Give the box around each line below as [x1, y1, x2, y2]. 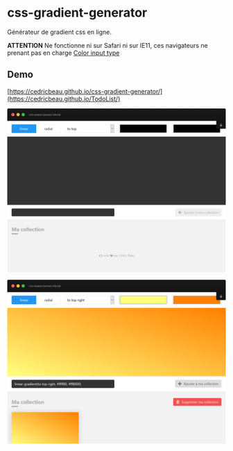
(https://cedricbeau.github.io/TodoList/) [7, 94, 121, 103]
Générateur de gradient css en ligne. [7, 28, 112, 36]
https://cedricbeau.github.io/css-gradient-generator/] [9, 87, 163, 95]
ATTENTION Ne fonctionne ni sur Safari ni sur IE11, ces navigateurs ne [7, 41, 208, 49]
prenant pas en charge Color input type [7, 49, 120, 57]
